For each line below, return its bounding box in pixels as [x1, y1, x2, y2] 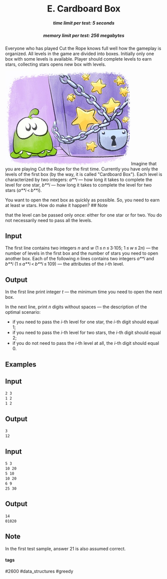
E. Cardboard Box [47, 3, 121, 15]
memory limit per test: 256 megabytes [43, 33, 125, 39]
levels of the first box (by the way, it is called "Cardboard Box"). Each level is [5, 171, 163, 177]
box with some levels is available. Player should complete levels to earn [5, 56, 152, 62]
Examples [5, 360, 36, 368]
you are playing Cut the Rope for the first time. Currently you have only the [5, 166, 159, 172]
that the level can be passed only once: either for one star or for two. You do [5, 212, 162, 218]
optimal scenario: [5, 309, 41, 315]
